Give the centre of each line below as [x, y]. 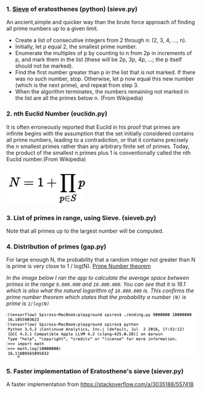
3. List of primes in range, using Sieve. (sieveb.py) [81, 218]
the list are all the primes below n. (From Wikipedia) [79, 98]
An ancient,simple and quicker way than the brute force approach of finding [101, 22]
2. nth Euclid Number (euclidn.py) [57, 114]
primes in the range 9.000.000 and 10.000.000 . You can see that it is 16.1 [96, 284]
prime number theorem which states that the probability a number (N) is [96, 297]
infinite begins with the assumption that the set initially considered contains [100, 133]
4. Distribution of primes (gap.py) [57, 247]
